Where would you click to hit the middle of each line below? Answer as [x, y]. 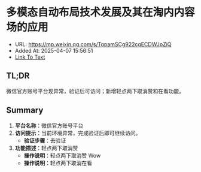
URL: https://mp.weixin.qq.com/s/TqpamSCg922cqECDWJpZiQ [93, 44]
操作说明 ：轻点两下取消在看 [58, 163]
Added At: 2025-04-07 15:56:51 [54, 50]
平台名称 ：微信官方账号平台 [49, 125]
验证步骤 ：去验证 [45, 140]
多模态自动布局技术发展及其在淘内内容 [101, 12]
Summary [25, 111]
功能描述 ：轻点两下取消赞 [46, 148]
